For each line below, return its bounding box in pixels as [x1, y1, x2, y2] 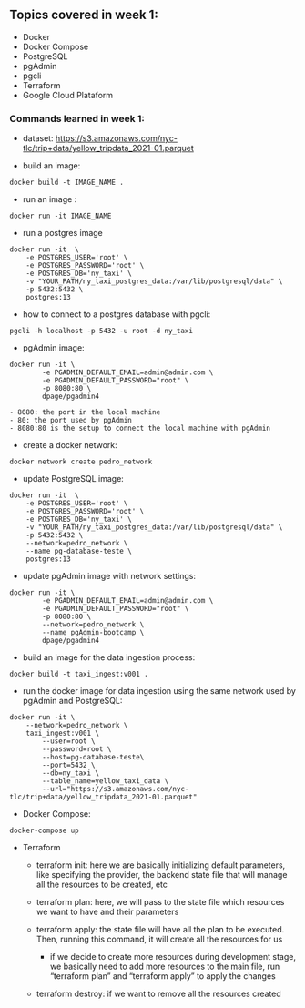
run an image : [22, 194, 77, 205]
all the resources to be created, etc [36, 879, 168, 891]
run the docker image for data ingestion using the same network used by [22, 686, 296, 697]
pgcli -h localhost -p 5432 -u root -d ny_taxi [9, 327, 194, 336]
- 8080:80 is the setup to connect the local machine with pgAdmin [9, 423, 271, 433]
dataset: [22, 133, 54, 144]
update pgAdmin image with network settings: [22, 571, 197, 582]
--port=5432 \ [42, 760, 96, 770]
